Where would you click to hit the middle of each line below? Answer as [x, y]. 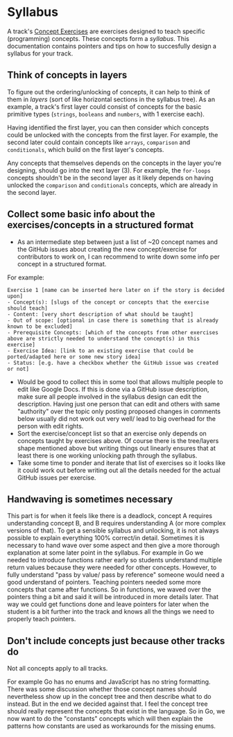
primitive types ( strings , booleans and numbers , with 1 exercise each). [106, 114]
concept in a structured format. [62, 263]
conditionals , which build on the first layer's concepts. [86, 149]
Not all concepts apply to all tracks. [58, 668]
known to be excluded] [40, 327]
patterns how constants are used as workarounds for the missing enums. [112, 726]
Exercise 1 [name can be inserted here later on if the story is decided [116, 290]
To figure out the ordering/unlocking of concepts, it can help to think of [109, 92]
